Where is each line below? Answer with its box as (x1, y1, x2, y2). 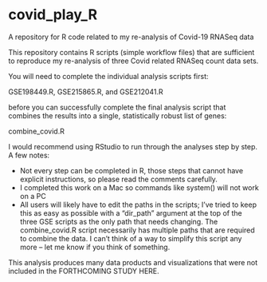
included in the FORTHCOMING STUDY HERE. (8, 266, 159, 276)
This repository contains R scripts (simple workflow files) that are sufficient (8, 47, 255, 57)
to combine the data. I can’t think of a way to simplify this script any (19, 233, 242, 243)
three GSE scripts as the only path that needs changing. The (19, 216, 218, 226)
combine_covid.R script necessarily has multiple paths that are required (19, 225, 255, 235)
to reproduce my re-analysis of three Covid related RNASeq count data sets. (8, 56, 259, 66)
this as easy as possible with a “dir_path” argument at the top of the (19, 208, 242, 217)
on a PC (19, 191, 46, 201)
